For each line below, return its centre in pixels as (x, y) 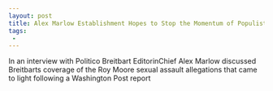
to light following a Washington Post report (80, 78)
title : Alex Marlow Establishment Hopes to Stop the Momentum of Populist (138, 23)
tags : (17, 31)
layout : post (30, 16)
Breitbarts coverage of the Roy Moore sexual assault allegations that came (133, 70)
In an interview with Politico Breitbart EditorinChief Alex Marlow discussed (132, 61)
